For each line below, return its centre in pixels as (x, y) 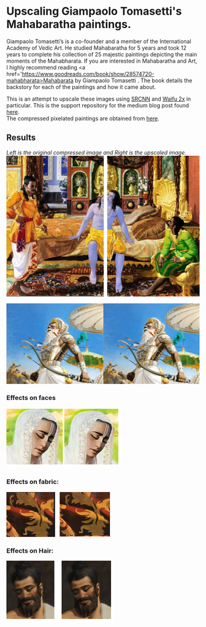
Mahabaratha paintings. (69, 24)
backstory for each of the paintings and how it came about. (81, 87)
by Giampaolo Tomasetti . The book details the (133, 80)
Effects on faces (31, 398)
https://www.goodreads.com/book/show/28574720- (88, 74)
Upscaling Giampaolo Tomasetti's (94, 11)
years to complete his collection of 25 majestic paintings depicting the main (102, 54)
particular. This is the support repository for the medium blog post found (98, 105)
